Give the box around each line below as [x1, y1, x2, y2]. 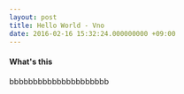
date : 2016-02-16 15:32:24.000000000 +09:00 [9, 29, 176, 38]
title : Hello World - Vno [9, 21, 104, 30]
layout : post [9, 12, 57, 22]
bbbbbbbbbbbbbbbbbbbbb [9, 76, 110, 86]
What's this [9, 56, 53, 67]
